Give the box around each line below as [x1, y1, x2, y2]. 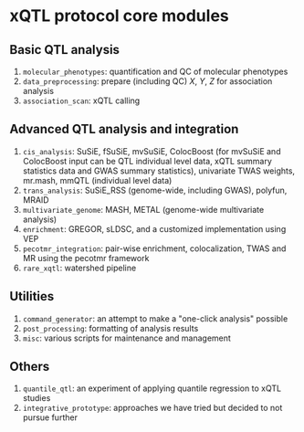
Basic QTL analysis [9, 42, 121, 58]
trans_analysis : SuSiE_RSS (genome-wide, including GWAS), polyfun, [22, 184, 288, 195]
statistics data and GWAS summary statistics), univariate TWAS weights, [22, 165, 295, 176]
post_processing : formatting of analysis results [22, 322, 199, 333]
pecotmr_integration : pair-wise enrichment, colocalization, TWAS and [22, 243, 287, 254]
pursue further [22, 412, 78, 423]
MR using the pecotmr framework [22, 252, 150, 263]
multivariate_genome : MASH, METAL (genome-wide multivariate [22, 204, 265, 215]
